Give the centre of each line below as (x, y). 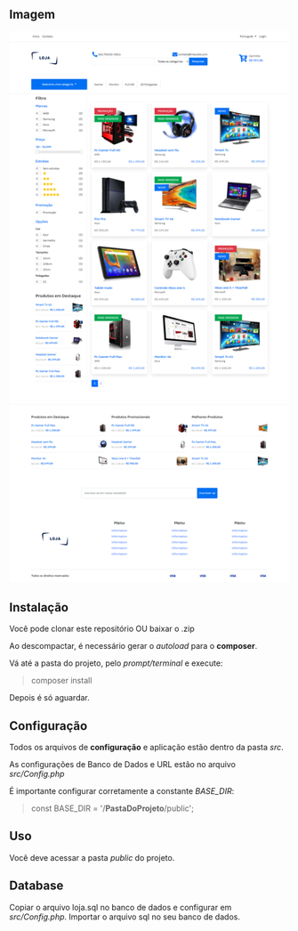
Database (36, 886)
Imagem (32, 15)
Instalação (39, 607)
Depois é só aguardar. (50, 698)
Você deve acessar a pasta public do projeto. (92, 857)
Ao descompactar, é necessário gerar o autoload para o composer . (133, 646)
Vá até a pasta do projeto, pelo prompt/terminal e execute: (116, 663)
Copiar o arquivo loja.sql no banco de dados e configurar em (121, 907)
